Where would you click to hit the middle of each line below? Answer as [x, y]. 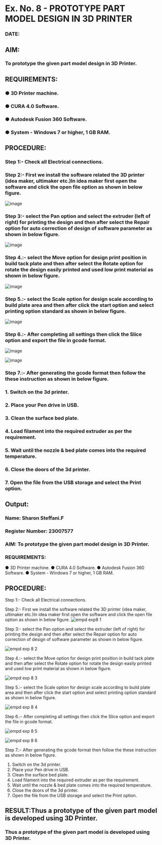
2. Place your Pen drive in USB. [42, 405]
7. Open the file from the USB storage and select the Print [73, 483]
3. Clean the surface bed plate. [42, 418]
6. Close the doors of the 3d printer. [48, 469]
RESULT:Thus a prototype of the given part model [81, 811]
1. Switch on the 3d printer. [37, 392]
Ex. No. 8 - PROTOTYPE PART [65, 9]
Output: [17, 504]
